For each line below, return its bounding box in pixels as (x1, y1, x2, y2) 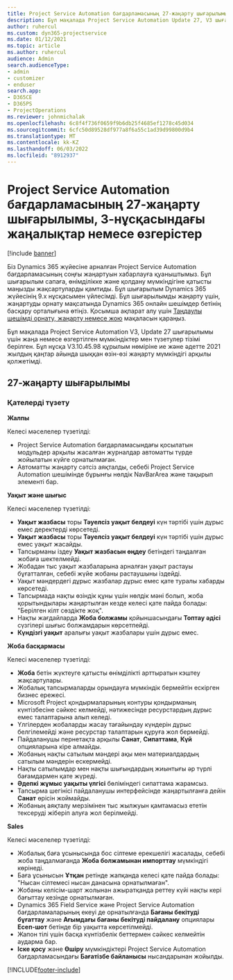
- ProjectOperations (7, 107, 67, 114)
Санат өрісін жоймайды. (17, 793, 91, 802)
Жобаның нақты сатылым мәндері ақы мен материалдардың (17, 750, 200, 758)
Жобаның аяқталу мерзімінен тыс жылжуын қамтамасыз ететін (17, 801, 207, 809)
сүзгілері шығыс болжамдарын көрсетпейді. (17, 621, 150, 629)
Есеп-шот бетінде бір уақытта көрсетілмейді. (17, 922, 153, 931)
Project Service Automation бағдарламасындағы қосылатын (17, 440, 193, 449)
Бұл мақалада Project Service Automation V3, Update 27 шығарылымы (7, 327, 214, 336)
